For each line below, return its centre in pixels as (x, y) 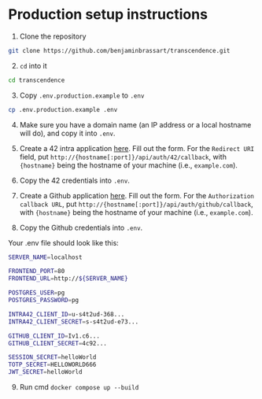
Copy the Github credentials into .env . (81, 227)
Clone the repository (53, 36)
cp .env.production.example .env (63, 109)
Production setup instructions (108, 15)
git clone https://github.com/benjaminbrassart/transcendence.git (119, 50)
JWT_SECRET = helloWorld (45, 372)
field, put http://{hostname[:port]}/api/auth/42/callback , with (123, 157)
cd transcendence (37, 80)
